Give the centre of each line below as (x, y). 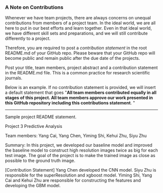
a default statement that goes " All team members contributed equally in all (81, 93)
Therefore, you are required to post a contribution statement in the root (76, 48)
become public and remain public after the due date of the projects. (73, 58)
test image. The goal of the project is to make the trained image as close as (80, 156)
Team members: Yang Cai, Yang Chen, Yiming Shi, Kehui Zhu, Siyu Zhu (76, 136)
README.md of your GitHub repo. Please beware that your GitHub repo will (80, 53)
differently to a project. (28, 38)
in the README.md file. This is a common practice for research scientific (78, 73)
